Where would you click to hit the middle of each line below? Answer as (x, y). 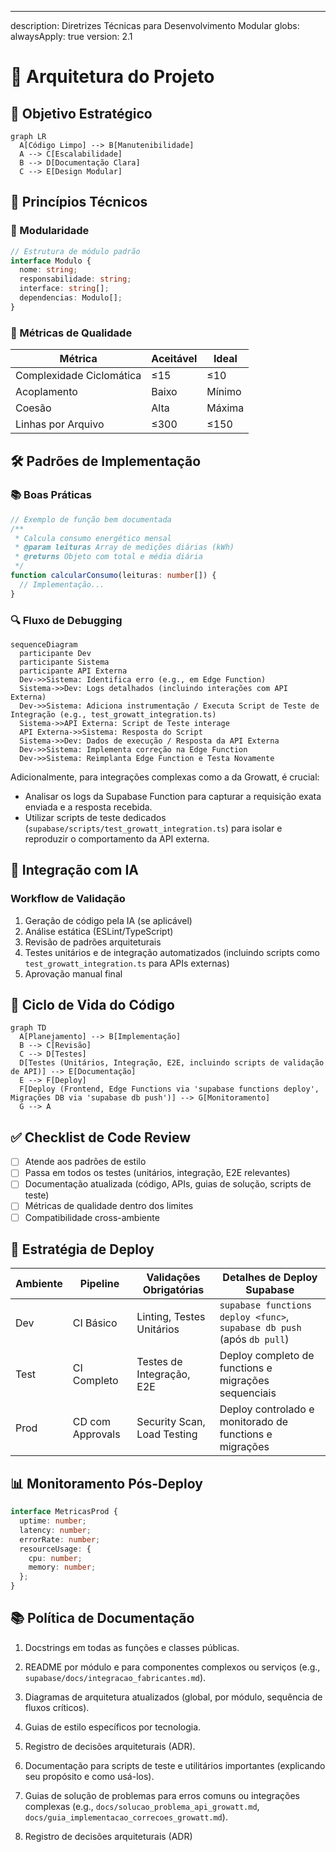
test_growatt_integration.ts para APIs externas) (127, 963)
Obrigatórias (173, 1290)
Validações (173, 1278)
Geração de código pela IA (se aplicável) (108, 920)
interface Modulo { (51, 261)
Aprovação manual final (73, 973)
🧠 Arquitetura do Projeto (112, 77)
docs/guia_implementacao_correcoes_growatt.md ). (126, 1817)
